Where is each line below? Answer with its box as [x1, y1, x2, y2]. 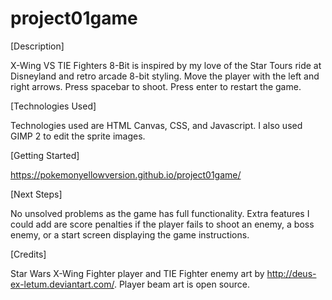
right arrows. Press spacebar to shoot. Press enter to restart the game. [10, 80, 302, 92]
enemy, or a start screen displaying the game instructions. [10, 228, 250, 241]
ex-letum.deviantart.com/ [10, 278, 115, 290]
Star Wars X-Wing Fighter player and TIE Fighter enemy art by [10, 267, 265, 279]
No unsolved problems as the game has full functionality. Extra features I [10, 207, 310, 219]
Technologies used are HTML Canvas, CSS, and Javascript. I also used [10, 119, 303, 131]
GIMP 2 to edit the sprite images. [10, 130, 146, 142]
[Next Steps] [10, 188, 63, 200]
